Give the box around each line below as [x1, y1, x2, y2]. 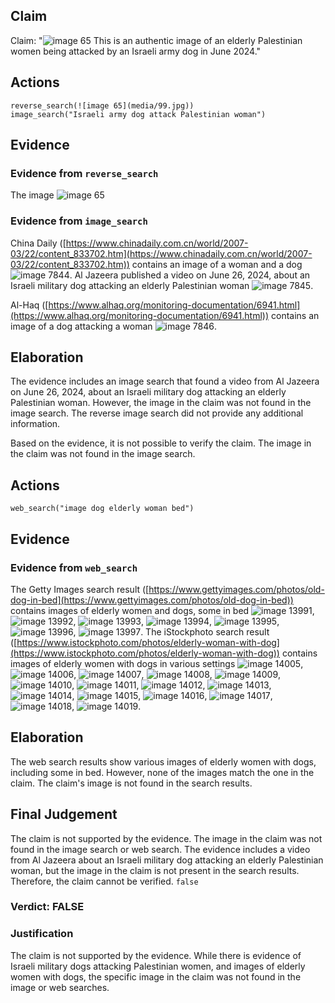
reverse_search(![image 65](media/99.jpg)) [10, 100, 195, 111]
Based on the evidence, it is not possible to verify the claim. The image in [10, 437, 312, 449]
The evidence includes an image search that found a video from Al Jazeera [10, 375, 320, 388]
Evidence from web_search [10, 560, 138, 574]
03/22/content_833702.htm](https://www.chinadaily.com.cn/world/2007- [10, 247, 313, 259]
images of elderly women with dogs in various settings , [10, 657, 304, 669]
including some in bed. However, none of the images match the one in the [10, 766, 315, 778]
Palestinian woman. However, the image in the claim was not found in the [10, 397, 312, 409]
